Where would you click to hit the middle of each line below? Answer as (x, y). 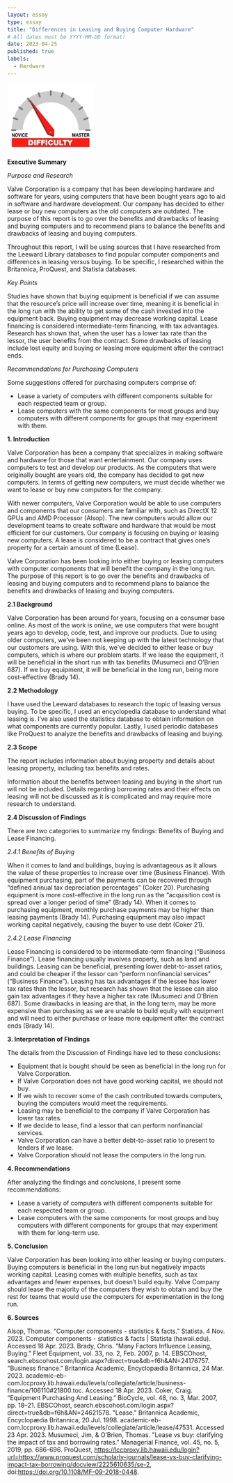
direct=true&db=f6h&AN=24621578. (59, 1413)
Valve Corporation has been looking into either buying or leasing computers (115, 561)
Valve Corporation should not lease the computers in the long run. (112, 1155)
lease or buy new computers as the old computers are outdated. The (105, 211)
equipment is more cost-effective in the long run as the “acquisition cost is (114, 895)
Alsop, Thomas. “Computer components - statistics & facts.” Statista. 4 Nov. (116, 1331)
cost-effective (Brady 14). (44, 677)
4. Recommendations (39, 1169)
